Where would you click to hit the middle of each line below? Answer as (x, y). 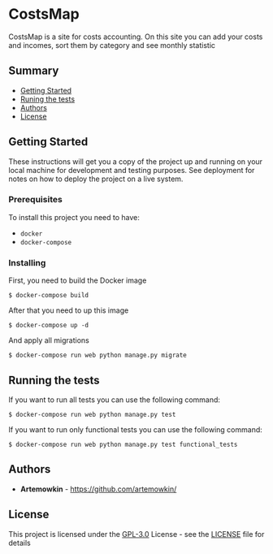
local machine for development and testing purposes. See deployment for (132, 170)
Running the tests (54, 380)
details (19, 543)
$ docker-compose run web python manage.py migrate (97, 355)
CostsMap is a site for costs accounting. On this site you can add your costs (136, 37)
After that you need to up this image (69, 310)
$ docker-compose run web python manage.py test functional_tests (123, 444)
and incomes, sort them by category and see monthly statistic (112, 45)
